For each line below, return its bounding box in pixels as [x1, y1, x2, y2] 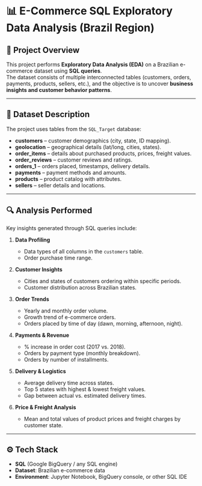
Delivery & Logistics [14, 367, 66, 375]
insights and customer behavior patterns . [6, 87, 112, 93]
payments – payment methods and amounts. [14, 169, 127, 176]
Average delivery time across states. [23, 379, 114, 386]
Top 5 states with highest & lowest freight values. [23, 385, 146, 393]
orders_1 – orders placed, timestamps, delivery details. [14, 162, 150, 169]
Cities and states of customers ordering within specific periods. [23, 277, 182, 285]
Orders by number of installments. [23, 356, 109, 363]
